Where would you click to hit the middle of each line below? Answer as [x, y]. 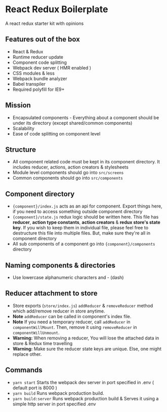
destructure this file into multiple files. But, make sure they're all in [81, 233]
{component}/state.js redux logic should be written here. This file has [86, 217]
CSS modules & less [33, 73]
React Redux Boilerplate [57, 9]
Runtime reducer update [38, 57]
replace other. [27, 354]
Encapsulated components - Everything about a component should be [86, 117]
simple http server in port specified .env [54, 404]
